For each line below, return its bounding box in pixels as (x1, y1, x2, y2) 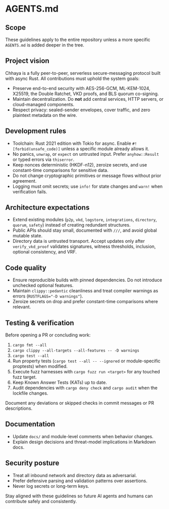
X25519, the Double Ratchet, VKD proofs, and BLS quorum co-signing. (12, 91, 159, 97)
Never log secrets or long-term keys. (12, 483, 89, 489)
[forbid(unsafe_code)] (12, 146, 61, 152)
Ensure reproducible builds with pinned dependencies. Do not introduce (12, 277, 162, 283)
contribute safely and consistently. (5, 498, 77, 504)
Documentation (5, 420, 55, 429)
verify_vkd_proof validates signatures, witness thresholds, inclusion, (12, 243, 156, 249)
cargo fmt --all (12, 343, 47, 348)
